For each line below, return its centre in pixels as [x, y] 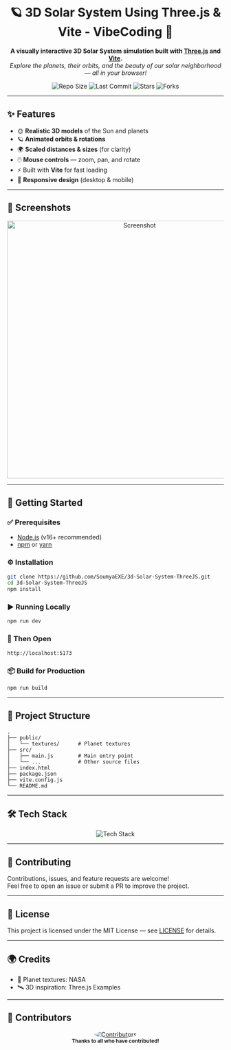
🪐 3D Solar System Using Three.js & [115, 13]
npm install [24, 590]
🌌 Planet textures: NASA [51, 979]
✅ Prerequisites [34, 522]
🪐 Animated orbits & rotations [61, 139]
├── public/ [24, 738]
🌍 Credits [29, 960]
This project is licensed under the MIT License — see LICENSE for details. [112, 930]
